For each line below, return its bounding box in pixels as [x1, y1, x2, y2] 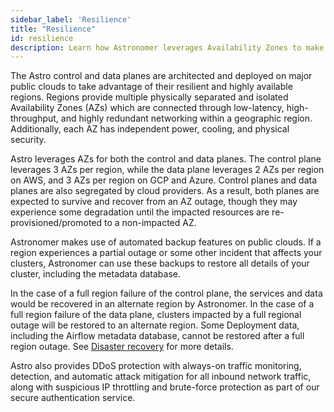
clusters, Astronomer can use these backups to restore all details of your [10, 257, 310, 270]
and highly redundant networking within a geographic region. [60, 112, 313, 125]
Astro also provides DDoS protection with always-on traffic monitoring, [10, 360, 302, 372]
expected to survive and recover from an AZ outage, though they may [10, 196, 298, 208]
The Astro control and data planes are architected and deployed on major [10, 70, 313, 82]
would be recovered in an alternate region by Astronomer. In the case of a [10, 298, 315, 310]
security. [10, 134, 47, 146]
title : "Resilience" [10, 24, 97, 34]
